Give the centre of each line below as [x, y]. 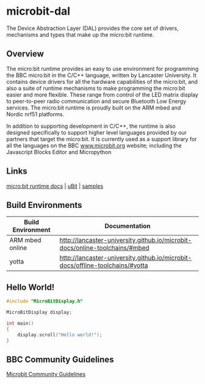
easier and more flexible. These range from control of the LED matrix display [102, 94]
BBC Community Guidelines [60, 359]
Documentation [128, 226]
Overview [25, 54]
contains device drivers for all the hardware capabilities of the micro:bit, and [102, 81]
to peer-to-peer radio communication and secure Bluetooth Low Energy [96, 101]
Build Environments [44, 205]
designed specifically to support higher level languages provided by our [97, 132]
